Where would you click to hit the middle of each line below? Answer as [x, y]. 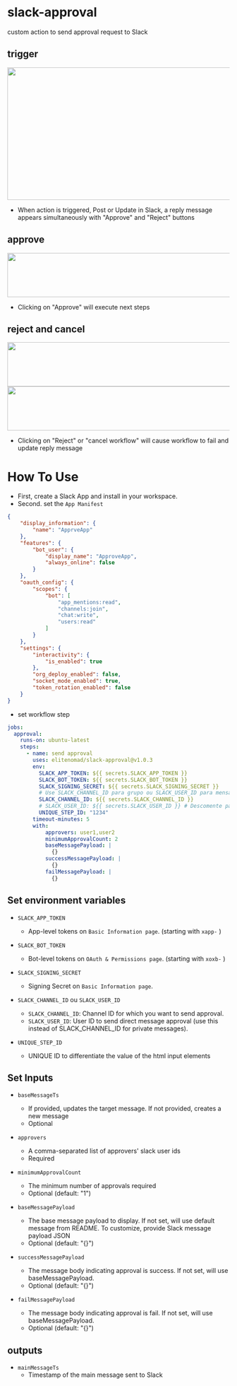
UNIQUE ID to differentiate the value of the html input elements [119, 1056]
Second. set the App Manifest [60, 504]
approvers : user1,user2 [80, 832]
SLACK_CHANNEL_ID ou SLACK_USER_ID [69, 999]
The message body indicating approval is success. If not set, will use [128, 1271]
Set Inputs [30, 1077]
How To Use [43, 477]
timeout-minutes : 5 [61, 819]
